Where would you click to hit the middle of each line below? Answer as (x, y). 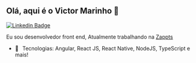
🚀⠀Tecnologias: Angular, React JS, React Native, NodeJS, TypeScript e (102, 48)
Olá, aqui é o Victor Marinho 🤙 (63, 11)
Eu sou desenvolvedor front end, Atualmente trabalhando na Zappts (90, 37)
